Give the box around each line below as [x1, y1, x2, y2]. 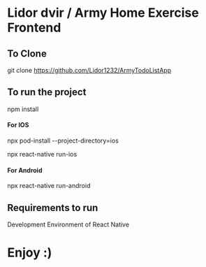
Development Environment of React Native [7, 220, 130, 229]
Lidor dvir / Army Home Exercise [7, 5, 199, 21]
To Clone [7, 48, 47, 59]
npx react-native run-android [7, 182, 91, 190]
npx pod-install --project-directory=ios [7, 136, 119, 145]
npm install [7, 105, 39, 113]
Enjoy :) [7, 245, 52, 261]
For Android [7, 166, 43, 174]
